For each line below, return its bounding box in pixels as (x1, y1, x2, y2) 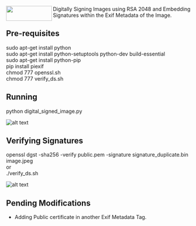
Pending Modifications (6, 198, 91, 208)
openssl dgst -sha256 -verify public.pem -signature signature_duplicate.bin (6, 151, 189, 158)
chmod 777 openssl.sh (6, 69, 61, 76)
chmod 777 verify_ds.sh (6, 75, 64, 82)
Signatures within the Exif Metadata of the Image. (53, 12, 172, 19)
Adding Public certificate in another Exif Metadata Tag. (14, 214, 147, 221)
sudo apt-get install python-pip (6, 56, 81, 64)
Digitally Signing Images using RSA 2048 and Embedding (53, 6, 191, 12)
